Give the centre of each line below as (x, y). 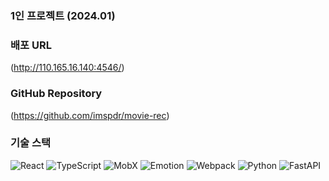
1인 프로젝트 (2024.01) (63, 15)
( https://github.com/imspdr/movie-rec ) (90, 115)
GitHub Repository (56, 94)
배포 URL (31, 45)
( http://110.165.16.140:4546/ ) (67, 68)
